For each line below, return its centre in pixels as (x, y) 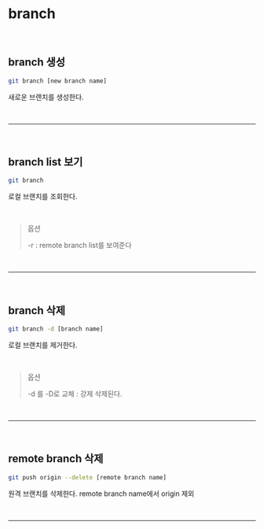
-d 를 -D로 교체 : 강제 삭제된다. (75, 394)
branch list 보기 (46, 162)
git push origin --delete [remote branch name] (88, 477)
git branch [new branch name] (58, 81)
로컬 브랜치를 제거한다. (43, 345)
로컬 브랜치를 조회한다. (43, 197)
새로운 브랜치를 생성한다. (46, 97)
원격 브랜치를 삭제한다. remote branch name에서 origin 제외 (101, 494)
